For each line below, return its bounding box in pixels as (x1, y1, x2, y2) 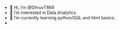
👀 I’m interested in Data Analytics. (9, 10, 77, 15)
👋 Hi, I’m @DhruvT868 (9, 5, 54, 10)
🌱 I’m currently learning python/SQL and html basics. (9, 15, 116, 20)
